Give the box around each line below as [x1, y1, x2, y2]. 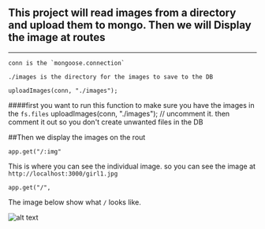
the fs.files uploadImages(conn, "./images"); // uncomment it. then [8, 109, 230, 118]
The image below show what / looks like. [8, 197, 142, 207]
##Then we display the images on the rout [8, 132, 146, 142]
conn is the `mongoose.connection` [8, 59, 125, 67]
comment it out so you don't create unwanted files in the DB [8, 117, 203, 127]
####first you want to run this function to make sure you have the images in [8, 100, 255, 109]
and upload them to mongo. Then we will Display [8, 19, 252, 32]
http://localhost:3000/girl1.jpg [8, 169, 118, 178]
